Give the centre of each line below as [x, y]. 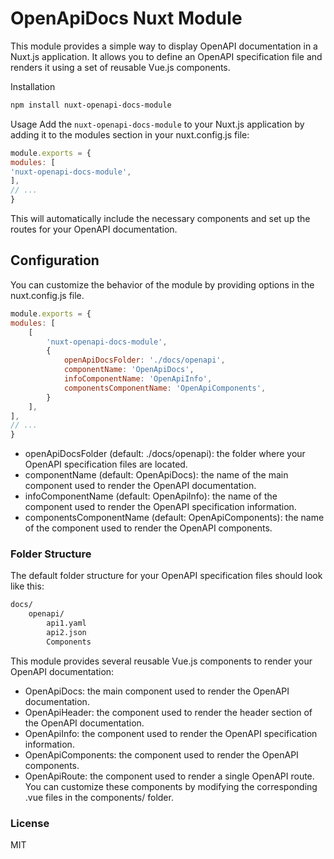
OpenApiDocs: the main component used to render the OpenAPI [157, 691]
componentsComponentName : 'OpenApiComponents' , [165, 388]
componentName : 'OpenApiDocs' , [129, 370]
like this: [27, 586]
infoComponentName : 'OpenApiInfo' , [138, 379]
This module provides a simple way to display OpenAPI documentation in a [164, 46]
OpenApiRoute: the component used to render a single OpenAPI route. [169, 776]
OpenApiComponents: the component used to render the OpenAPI [161, 754]
